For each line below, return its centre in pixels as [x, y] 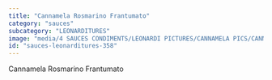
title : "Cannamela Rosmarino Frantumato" [79, 16]
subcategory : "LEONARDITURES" [59, 31]
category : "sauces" [41, 23]
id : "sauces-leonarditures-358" [63, 46]
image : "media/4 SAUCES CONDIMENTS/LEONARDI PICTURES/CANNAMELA [119, 38]
